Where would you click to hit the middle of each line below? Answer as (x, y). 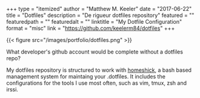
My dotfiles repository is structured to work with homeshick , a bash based (99, 70)
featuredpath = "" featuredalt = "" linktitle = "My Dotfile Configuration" (94, 22)
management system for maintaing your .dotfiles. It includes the (86, 76)
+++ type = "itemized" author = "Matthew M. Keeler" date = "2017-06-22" (99, 9)
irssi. (12, 89)
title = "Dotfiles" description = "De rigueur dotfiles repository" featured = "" (100, 15)
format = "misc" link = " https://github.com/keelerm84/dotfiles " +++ (91, 28)
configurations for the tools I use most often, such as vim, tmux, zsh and (96, 83)
